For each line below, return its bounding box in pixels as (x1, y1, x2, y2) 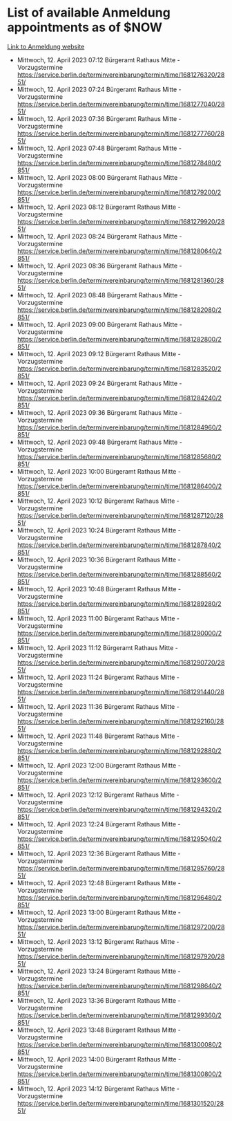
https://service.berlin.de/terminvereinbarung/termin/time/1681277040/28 (17, 100, 225, 108)
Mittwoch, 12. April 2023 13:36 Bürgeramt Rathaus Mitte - (17, 996, 181, 1004)
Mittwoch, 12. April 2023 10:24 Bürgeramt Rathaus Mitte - (17, 526, 181, 534)
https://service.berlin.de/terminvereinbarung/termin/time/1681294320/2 (17, 805, 222, 813)
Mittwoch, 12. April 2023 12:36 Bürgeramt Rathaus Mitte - (17, 849, 181, 858)
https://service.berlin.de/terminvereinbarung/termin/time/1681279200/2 (17, 188, 222, 196)
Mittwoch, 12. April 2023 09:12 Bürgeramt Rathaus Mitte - (17, 349, 181, 358)
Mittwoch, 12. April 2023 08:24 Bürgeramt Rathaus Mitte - (17, 232, 182, 240)
